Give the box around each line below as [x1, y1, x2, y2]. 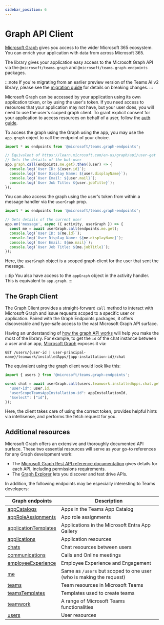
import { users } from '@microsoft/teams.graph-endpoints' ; [5, 373, 130, 377]
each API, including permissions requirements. [12, 466, 106, 472]
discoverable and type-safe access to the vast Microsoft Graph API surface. [5, 321, 158, 326]
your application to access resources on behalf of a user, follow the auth [5, 115, 151, 121]
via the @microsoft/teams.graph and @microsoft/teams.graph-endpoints [5, 64, 148, 70]
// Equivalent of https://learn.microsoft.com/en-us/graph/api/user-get [5, 153, 156, 158]
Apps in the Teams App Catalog [61, 506, 134, 513]
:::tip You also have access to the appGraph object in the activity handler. [5, 273, 150, 278]
